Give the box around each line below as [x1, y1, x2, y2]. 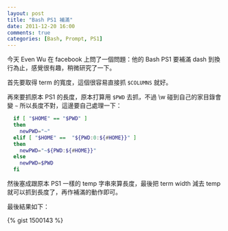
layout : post [7, 10, 45, 17]
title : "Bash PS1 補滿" [7, 16, 73, 23]
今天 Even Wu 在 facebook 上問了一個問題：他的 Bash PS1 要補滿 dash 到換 [7, 56, 221, 64]
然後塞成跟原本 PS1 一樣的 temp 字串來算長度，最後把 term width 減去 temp [7, 180, 221, 187]
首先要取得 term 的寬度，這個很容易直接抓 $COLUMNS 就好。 [7, 78, 172, 86]
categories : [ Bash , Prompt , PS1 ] [7, 36, 103, 42]
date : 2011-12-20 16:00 [7, 23, 76, 29]
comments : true [7, 29, 51, 36]
